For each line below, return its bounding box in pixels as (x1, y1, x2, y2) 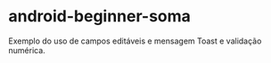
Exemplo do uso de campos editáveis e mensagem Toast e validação (8, 35, 262, 46)
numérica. (8, 44, 45, 55)
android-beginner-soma (8, 6, 191, 27)
